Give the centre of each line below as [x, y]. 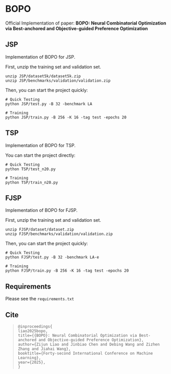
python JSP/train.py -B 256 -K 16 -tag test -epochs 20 [66, 117]
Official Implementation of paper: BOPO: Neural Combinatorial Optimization [86, 23]
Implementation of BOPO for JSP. [40, 57]
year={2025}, [32, 362]
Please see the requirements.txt [40, 299]
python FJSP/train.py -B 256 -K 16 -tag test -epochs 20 [67, 271]
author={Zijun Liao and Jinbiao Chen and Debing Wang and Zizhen [89, 344]
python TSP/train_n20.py [32, 182]
